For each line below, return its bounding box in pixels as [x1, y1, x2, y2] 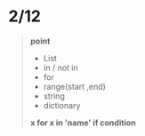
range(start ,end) [43, 81, 106, 92]
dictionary [43, 100, 81, 110]
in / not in [43, 62, 79, 73]
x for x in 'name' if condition [29, 117, 136, 128]
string [43, 91, 66, 101]
